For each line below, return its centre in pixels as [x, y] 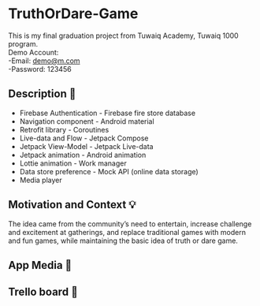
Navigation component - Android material [87, 121]
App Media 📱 [40, 265]
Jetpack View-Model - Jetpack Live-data [86, 146]
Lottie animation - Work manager [73, 163]
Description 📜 [42, 94]
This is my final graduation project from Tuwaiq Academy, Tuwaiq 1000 [123, 35]
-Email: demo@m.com [44, 61]
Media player [41, 180]
